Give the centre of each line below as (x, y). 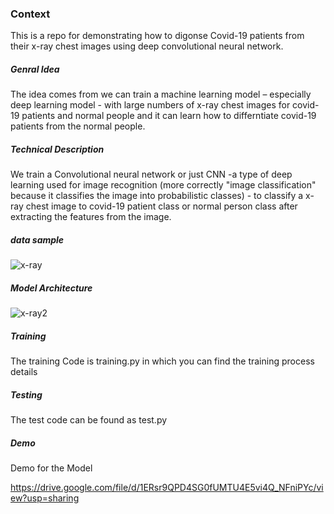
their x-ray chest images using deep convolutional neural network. (147, 46)
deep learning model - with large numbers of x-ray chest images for (150, 105)
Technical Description (57, 149)
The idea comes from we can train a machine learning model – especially (161, 94)
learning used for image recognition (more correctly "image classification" (163, 185)
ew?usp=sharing (45, 498)
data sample (37, 239)
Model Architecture (51, 288)
